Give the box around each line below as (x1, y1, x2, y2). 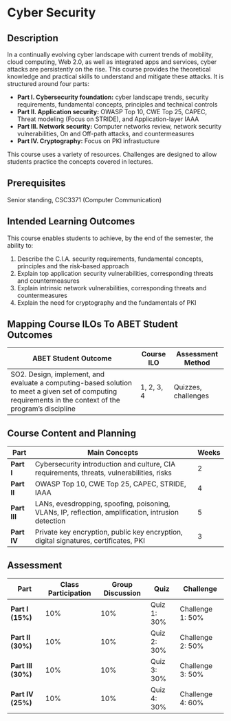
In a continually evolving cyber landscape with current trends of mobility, (7, 50, 214, 58)
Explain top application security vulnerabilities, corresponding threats (16, 269, 214, 277)
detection (34, 516, 66, 526)
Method (184, 358, 210, 367)
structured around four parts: (7, 80, 90, 87)
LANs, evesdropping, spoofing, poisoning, (34, 499, 170, 508)
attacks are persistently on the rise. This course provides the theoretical (7, 65, 211, 73)
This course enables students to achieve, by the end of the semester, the (7, 234, 214, 242)
